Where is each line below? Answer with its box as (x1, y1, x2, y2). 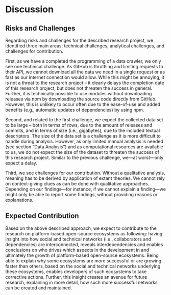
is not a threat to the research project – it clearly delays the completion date (5, 80, 164, 86)
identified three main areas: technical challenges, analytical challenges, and (5, 43, 165, 49)
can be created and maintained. (5, 284, 72, 291)
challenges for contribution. (5, 48, 64, 54)
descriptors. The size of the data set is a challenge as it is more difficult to (5, 133, 161, 139)
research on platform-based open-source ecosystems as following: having (5, 230, 163, 236)
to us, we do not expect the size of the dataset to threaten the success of (5, 149, 160, 155)
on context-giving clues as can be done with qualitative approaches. (5, 181, 150, 186)
